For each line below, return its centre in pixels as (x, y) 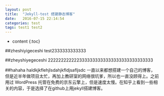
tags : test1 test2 (24, 28)
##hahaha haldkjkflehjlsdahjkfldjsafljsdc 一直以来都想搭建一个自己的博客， (80, 70)
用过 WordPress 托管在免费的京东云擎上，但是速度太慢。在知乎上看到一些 (79, 82)
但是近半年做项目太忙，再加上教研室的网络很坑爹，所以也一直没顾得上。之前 (82, 76)
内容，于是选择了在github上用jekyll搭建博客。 (59, 88)
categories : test (23, 23)
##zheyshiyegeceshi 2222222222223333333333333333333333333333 (79, 60)
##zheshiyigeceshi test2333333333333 (46, 51)
